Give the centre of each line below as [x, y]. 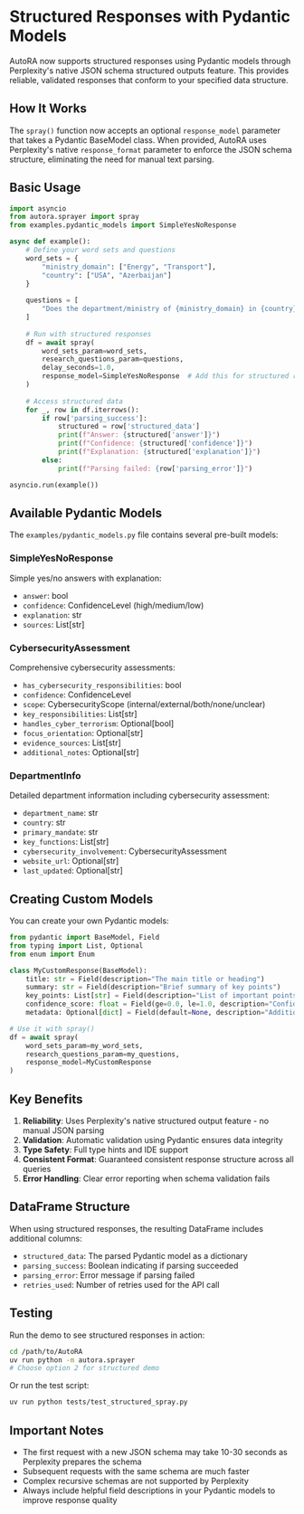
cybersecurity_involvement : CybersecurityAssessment [124, 851]
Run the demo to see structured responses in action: [107, 1335]
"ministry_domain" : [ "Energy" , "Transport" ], [129, 267]
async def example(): [50, 241]
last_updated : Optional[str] [73, 871]
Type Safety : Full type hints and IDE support [105, 1150]
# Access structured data [75, 401]
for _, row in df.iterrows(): [83, 410]
